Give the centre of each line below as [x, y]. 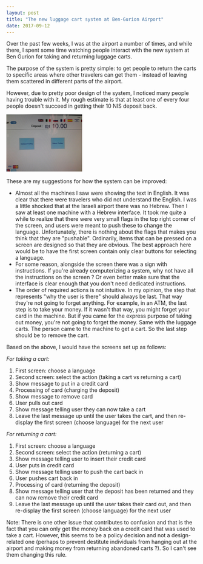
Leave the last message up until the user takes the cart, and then [96, 416]
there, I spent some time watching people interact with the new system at [98, 50]
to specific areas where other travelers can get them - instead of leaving [97, 75]
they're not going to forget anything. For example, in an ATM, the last [101, 303]
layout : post [23, 13]
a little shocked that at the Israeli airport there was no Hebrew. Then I [101, 206]
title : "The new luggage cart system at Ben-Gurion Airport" [85, 19]
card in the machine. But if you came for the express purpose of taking [103, 316]
